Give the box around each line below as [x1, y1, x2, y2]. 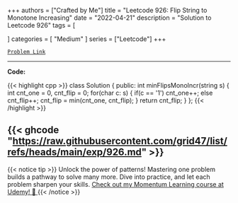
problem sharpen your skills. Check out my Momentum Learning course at [7, 180, 225, 188]
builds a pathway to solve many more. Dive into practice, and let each [7, 173, 210, 181]
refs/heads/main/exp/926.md [7, 146, 142, 158]
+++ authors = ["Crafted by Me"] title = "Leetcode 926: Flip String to [7, 6, 208, 14]
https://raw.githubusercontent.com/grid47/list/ [12, 135, 228, 147]
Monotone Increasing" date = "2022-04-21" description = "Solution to [7, 13, 212, 22]
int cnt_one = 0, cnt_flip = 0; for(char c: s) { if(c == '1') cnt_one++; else [7, 88, 213, 97]
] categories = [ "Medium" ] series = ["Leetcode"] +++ [7, 35, 166, 43]
